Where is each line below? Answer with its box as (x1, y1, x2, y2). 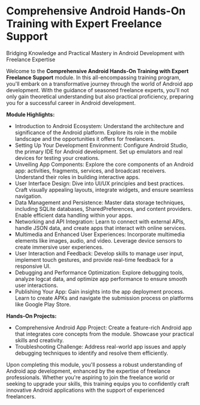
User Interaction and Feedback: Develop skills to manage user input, (14, 250, 184, 257)
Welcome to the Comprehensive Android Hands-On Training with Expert (6, 67, 189, 74)
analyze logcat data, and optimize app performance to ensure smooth (14, 275, 187, 282)
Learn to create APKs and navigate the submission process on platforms (14, 294, 193, 301)
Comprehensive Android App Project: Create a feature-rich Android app (14, 324, 192, 331)
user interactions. (14, 282, 59, 289)
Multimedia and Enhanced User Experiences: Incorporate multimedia (14, 231, 185, 238)
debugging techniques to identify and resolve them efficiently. (14, 349, 169, 356)
